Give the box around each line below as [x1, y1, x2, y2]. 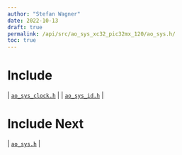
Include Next [7, 116, 84, 132]
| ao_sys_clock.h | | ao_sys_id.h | [7, 91, 104, 100]
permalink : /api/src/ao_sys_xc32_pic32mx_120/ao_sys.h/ [7, 30, 176, 38]
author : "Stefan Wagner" [7, 10, 81, 18]
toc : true [7, 37, 37, 44]
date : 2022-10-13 [7, 17, 59, 24]
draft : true [7, 23, 42, 31]
